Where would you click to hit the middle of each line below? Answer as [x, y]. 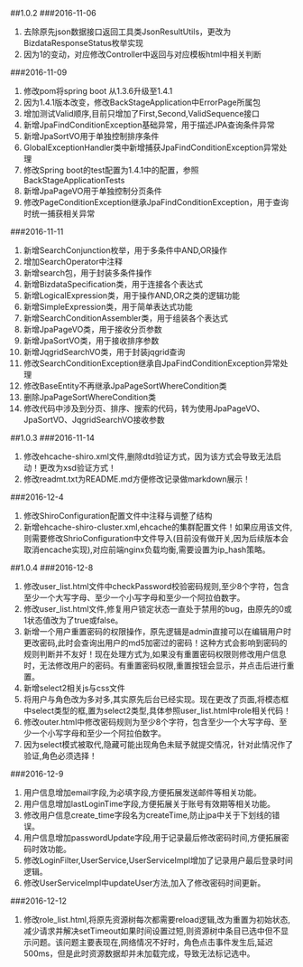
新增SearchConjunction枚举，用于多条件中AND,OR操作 [125, 250]
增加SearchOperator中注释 [73, 262]
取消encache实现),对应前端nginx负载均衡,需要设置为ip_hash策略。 [147, 549]
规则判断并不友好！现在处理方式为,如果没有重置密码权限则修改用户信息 [155, 654]
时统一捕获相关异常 [59, 213]
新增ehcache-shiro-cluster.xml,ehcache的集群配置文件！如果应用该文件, [158, 527]
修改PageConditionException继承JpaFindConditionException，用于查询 [156, 202]
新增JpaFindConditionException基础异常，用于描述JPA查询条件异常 [149, 125]
